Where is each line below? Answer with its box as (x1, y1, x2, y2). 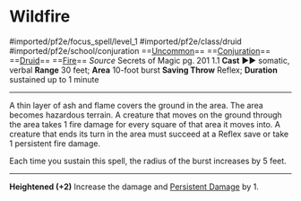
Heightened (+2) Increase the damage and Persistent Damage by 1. (9, 181, 260, 192)
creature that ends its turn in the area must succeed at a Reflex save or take (9, 128, 289, 139)
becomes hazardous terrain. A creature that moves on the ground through (9, 109, 282, 120)
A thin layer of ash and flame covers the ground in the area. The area (9, 100, 264, 110)
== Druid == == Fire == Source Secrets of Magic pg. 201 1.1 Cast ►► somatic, (9, 55, 290, 66)
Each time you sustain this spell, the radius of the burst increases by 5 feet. (9, 155, 287, 166)
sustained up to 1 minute (9, 74, 99, 84)
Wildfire (9, 6, 71, 27)
